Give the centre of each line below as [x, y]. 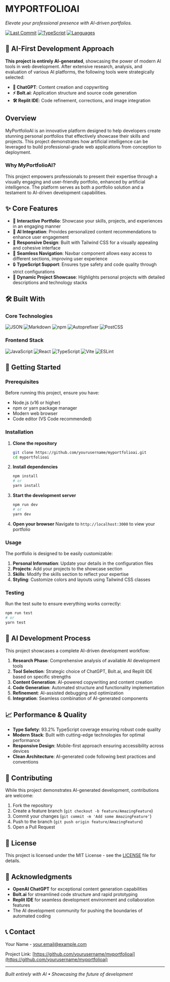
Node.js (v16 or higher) [36, 403]
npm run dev [25, 505]
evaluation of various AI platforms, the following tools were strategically [80, 72]
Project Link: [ [20, 954]
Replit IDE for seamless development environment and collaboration [83, 900]
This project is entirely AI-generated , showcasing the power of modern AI [83, 61]
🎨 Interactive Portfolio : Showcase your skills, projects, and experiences [88, 221]
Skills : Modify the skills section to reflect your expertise [71, 574]
